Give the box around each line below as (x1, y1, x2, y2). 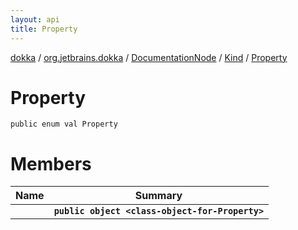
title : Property (10, 24, 78, 34)
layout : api (10, 14, 60, 25)
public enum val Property (10, 119, 118, 130)
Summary (134, 189, 183, 203)
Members (10, 152, 92, 175)
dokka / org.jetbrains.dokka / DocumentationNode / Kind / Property (10, 51, 288, 63)
